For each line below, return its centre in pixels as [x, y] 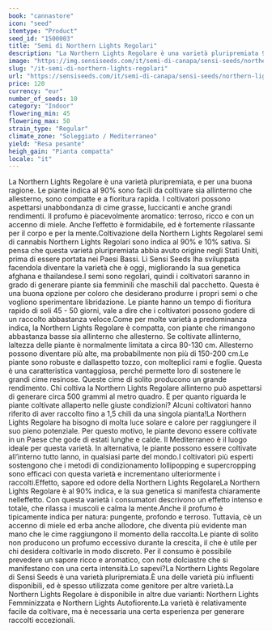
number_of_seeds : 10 [43, 99]
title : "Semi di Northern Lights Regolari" [83, 46]
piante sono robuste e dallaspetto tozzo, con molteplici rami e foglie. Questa [135, 362]
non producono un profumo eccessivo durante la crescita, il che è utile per [133, 543]
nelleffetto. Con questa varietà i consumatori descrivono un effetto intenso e [136, 500]
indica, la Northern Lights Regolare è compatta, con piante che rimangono [132, 328]
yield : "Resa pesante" [47, 144]
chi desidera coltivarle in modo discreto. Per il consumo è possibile [120, 552]
